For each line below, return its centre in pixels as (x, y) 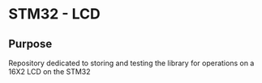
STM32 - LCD (54, 14)
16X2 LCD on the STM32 (49, 72)
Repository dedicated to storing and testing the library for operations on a (131, 63)
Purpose (30, 44)
